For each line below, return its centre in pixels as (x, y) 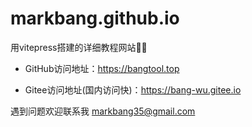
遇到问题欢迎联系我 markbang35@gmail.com (103, 111)
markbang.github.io (95, 18)
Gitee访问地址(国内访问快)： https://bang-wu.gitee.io (133, 89)
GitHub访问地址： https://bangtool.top (102, 68)
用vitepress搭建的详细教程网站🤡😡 (79, 47)
